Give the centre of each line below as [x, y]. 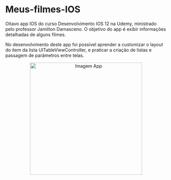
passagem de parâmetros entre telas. [45, 55]
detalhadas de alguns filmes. [36, 34]
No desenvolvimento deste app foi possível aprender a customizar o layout [84, 44]
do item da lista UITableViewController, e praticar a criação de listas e [79, 50]
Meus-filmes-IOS [43, 9]
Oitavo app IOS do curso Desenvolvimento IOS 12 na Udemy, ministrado [81, 24]
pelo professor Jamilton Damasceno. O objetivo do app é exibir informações [86, 29]
